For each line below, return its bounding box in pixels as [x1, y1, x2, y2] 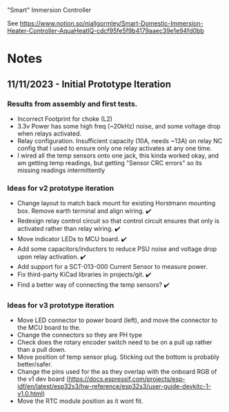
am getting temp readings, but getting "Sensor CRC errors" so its [17, 158, 202, 167]
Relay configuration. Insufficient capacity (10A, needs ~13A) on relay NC [17, 136, 223, 144]
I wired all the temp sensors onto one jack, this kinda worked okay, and [17, 151, 219, 160]
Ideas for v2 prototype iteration [7, 183, 114, 193]
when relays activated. [17, 129, 82, 138]
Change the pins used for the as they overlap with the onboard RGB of [17, 368, 217, 376]
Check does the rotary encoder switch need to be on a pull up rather [17, 338, 212, 346]
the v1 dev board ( [17, 375, 69, 383]
